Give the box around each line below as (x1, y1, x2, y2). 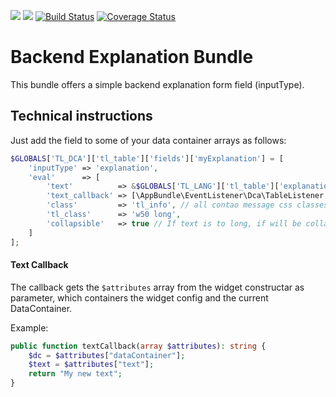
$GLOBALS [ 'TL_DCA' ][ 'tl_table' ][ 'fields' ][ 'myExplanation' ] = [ (10, 153, 284, 164)
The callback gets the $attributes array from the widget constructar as (10, 281, 305, 293)
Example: (10, 321, 49, 334)
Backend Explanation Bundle (10, 46, 254, 69)
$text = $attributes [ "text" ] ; (28, 360, 155, 370)
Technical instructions (10, 108, 153, 125)
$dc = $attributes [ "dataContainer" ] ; (28, 350, 186, 360)
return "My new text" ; (28, 369, 123, 379)
